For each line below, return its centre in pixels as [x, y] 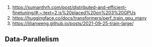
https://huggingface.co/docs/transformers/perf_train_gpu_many [79, 18]
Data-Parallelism [32, 39]
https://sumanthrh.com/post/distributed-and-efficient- [69, 7]
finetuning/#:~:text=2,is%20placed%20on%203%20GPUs [74, 13]
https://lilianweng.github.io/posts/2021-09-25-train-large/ [73, 23]
